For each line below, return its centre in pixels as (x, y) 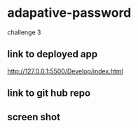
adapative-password (69, 13)
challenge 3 (24, 32)
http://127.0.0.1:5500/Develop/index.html (65, 71)
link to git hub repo (49, 93)
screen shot (34, 117)
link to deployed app (53, 54)
